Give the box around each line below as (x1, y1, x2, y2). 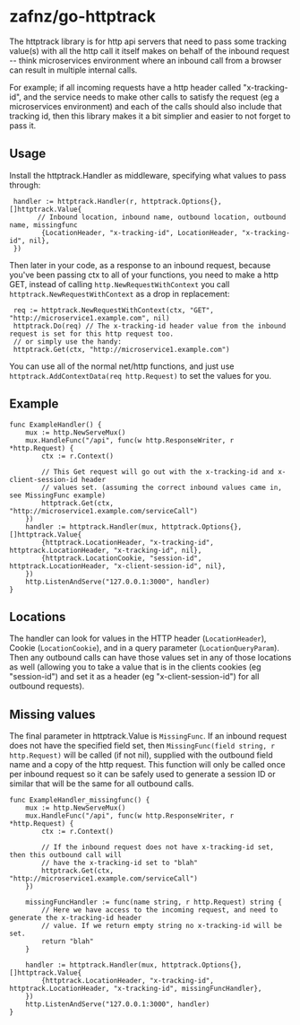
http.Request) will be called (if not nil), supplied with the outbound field (9, 749, 273, 760)
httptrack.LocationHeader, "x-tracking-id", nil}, (9, 546, 202, 555)
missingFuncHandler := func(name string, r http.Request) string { (25, 898, 282, 907)
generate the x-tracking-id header (9, 914, 142, 923)
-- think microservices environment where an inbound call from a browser (9, 55, 282, 66)
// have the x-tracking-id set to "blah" (41, 859, 199, 868)
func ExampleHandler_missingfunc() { (9, 796, 150, 805)
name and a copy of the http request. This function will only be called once (9, 759, 286, 770)
